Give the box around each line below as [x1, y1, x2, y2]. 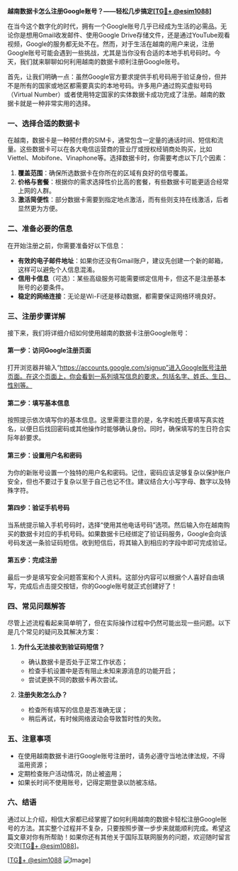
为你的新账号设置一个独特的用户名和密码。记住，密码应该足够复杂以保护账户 [7, 468, 231, 477]
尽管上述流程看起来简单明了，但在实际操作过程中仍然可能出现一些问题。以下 [7, 618, 231, 627]
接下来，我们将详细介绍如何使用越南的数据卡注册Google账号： [7, 328, 190, 337]
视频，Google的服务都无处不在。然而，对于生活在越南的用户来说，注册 [7, 40, 215, 48]
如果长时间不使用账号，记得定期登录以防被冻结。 [17, 778, 161, 787]
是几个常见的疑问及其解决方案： [7, 628, 101, 636]
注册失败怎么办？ [17, 691, 68, 699]
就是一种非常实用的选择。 [19, 99, 94, 107]
